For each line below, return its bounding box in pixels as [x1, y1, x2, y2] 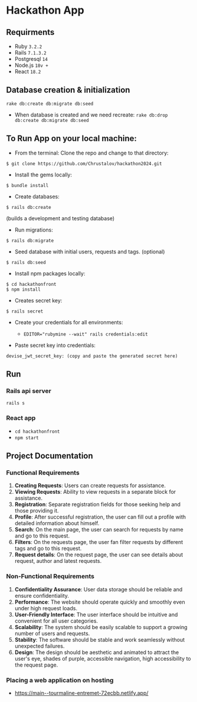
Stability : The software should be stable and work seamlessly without [14, 636, 185, 643]
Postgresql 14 [14, 56, 48, 62]
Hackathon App [6, 4, 84, 17]
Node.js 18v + [14, 62, 49, 69]
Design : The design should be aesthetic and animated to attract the [14, 649, 179, 656]
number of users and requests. [14, 630, 90, 637]
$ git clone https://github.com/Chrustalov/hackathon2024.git [6, 160, 162, 166]
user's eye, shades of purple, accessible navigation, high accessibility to [14, 655, 191, 662]
